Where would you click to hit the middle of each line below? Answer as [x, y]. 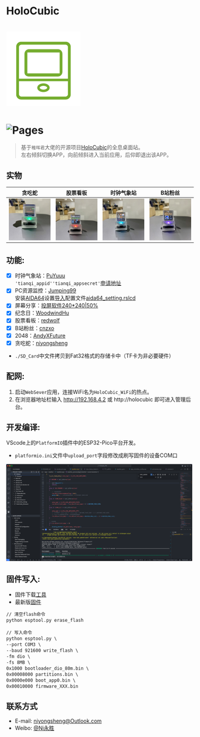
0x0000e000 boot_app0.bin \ [41, 681]
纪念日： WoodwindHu [42, 313]
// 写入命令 [19, 633]
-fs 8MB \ [18, 663]
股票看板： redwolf [37, 320]
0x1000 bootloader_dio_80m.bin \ [48, 669]
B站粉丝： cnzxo [35, 328]
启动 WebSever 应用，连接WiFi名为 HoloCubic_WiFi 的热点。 [84, 391]
